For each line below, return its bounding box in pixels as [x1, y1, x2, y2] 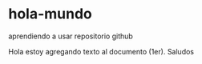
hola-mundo [8, 5, 92, 23]
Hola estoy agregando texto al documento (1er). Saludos [8, 46, 195, 56]
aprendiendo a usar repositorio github [8, 31, 134, 41]
